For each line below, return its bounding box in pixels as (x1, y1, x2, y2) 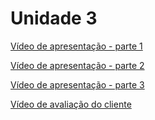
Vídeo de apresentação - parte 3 (10, 78, 145, 91)
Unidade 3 (10, 7, 98, 30)
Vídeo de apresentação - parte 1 (10, 40, 143, 52)
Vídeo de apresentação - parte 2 (10, 59, 145, 71)
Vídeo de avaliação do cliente (10, 98, 132, 110)
